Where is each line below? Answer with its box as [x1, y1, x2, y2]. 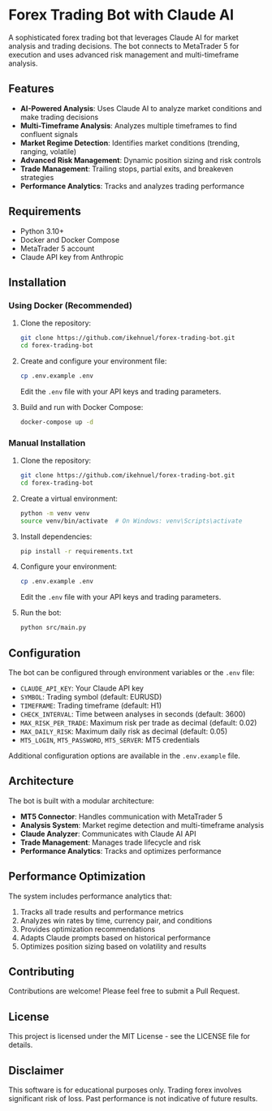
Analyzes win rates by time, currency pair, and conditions [19, 915, 213, 925]
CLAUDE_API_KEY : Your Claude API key [19, 683, 145, 693]
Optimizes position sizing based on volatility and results [19, 941, 207, 951]
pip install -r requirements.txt [19, 547, 134, 555]
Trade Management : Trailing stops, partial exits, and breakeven [19, 164, 234, 174]
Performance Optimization [8, 870, 146, 884]
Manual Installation [8, 437, 86, 448]
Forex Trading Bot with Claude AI [8, 6, 234, 24]
